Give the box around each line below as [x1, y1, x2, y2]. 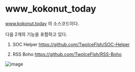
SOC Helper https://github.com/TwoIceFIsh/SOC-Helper [12, 41, 130, 47]
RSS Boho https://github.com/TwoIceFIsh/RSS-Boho [12, 51, 122, 57]
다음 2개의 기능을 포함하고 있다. [5, 31, 67, 37]
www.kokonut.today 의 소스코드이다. [5, 20, 79, 26]
